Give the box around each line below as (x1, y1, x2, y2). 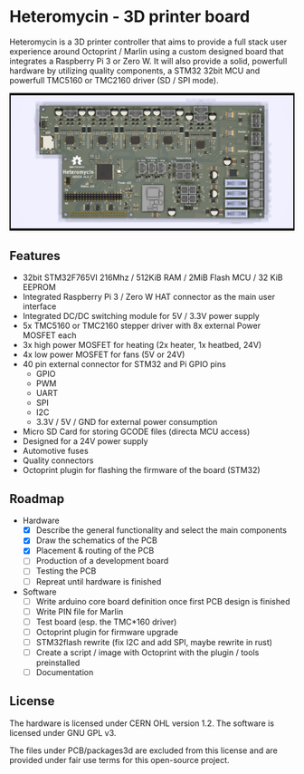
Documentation (35, 666, 94, 677)
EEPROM (22, 282, 56, 293)
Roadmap (9, 491, 65, 507)
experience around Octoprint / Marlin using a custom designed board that (9, 45, 284, 56)
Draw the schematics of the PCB (35, 535, 158, 546)
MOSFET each (22, 330, 77, 341)
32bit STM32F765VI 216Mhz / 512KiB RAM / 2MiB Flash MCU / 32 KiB (22, 272, 283, 283)
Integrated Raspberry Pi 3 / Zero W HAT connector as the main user (22, 292, 276, 303)
